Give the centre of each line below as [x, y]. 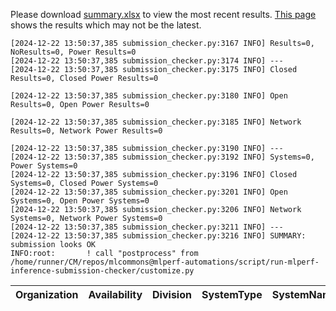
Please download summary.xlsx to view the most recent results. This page [163, 14]
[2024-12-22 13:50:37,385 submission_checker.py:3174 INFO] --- [147, 61]
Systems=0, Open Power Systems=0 [80, 201]
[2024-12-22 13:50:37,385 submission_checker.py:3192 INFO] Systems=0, [162, 157]
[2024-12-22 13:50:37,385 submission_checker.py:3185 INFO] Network [156, 122]
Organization [47, 294]
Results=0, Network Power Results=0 [86, 131]
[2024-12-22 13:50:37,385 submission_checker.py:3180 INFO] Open [149, 96]
